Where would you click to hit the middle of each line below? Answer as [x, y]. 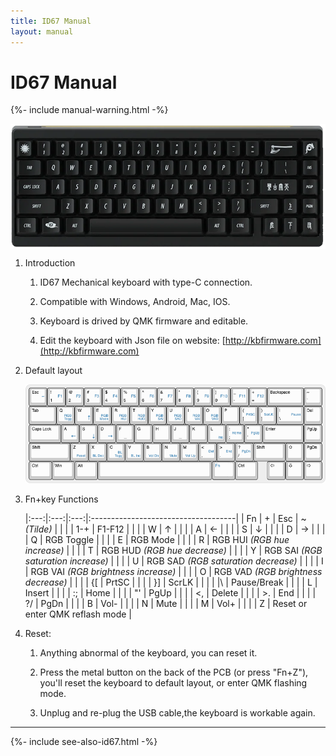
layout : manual [42, 31]
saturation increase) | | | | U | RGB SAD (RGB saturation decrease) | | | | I [174, 561]
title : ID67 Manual [51, 21]
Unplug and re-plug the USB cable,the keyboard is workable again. [177, 712]
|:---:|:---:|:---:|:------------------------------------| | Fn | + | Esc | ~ [165, 518]
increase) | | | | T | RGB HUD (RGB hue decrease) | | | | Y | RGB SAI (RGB [173, 550]
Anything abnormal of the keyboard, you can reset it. [148, 652]
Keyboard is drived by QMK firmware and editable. [144, 321]
